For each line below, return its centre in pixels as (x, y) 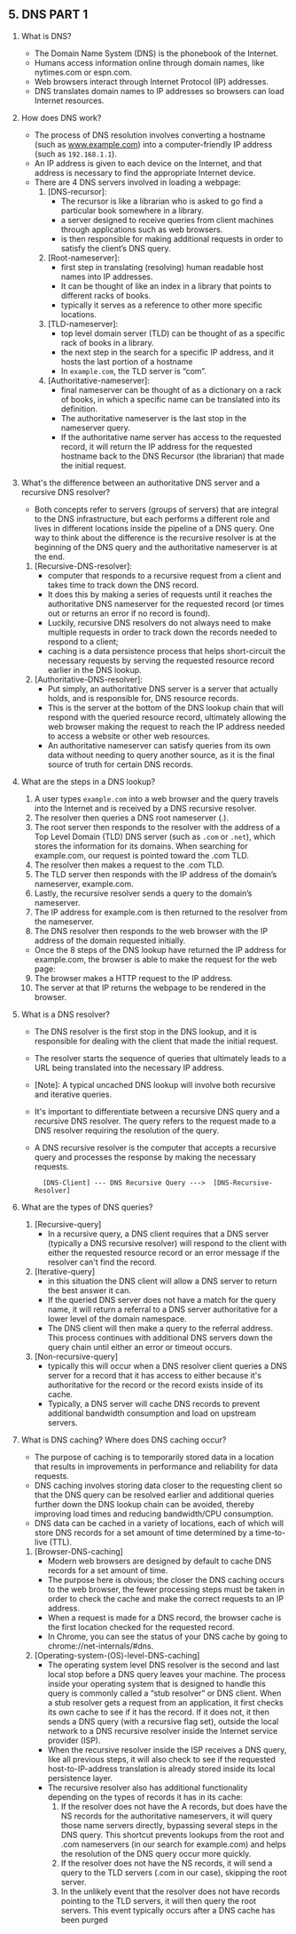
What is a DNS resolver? (65, 1014)
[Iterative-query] (65, 1271)
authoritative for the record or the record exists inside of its (155, 1385)
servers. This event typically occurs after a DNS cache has (168, 1910)
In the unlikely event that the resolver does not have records (171, 1891)
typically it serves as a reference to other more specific (162, 305)
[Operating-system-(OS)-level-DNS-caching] (117, 1655)
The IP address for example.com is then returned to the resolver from (161, 912)
